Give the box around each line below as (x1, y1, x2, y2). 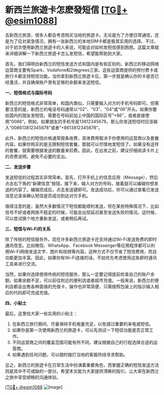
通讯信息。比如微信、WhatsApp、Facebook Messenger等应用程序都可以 (5, 242, 151, 248)
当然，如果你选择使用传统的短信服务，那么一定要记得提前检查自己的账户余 (5, 271, 155, 277)
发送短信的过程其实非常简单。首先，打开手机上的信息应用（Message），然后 (5, 174, 159, 180)
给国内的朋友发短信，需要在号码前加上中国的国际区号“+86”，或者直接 (5, 112, 145, 118)
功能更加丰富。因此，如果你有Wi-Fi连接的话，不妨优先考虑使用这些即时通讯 (5, 255, 157, 261)
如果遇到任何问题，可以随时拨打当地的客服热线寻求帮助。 (12, 351, 128, 357)
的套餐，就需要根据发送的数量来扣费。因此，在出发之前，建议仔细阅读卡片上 (5, 147, 159, 153)
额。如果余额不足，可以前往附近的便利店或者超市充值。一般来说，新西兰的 (5, 277, 155, 283)
